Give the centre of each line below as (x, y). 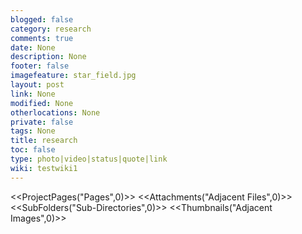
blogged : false (42, 19)
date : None (33, 47)
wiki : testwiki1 (44, 168)
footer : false (40, 66)
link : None (33, 94)
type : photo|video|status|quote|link (89, 159)
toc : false (33, 150)
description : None (48, 57)
